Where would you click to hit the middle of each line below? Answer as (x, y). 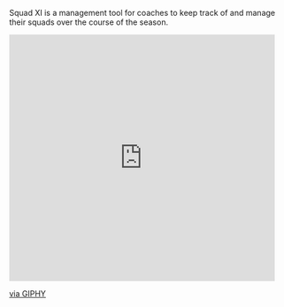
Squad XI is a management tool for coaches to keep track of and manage (142, 13)
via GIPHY (28, 294)
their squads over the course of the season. (89, 22)
